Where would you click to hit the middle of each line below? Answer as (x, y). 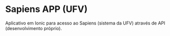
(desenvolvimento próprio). (34, 28)
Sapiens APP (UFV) (46, 9)
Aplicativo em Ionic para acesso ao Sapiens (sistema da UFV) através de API (85, 23)
